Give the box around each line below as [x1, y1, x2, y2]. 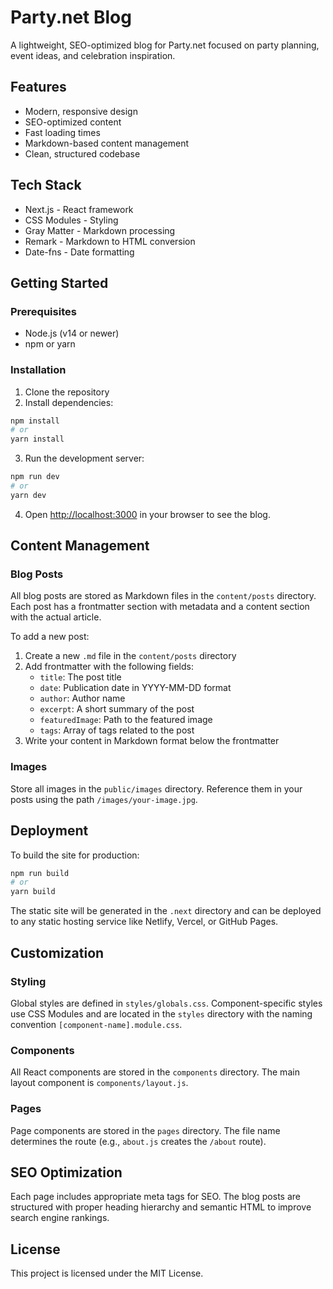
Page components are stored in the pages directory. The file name [10, 1124, 281, 1136]
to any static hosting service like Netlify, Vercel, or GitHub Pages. [10, 916, 279, 928]
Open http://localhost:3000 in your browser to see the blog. [24, 508, 271, 520]
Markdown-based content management [24, 137, 190, 149]
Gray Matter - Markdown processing [24, 224, 176, 236]
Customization [10, 944, 105, 961]
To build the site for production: [10, 849, 140, 861]
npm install [10, 416, 60, 426]
